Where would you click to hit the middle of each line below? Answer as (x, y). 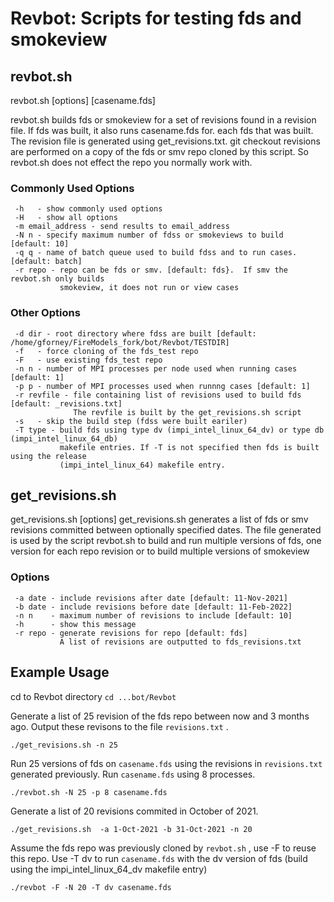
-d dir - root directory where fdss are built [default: (135, 333)
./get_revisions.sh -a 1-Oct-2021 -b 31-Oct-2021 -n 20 (131, 829)
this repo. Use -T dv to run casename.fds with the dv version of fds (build (159, 858)
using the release (48, 456)
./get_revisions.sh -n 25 (64, 745)
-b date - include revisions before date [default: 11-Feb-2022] (153, 607)
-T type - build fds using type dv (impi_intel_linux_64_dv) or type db (169, 430)
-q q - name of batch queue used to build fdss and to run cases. (156, 253)
